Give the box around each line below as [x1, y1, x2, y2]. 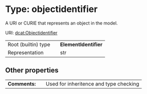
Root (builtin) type [8, 41, 51, 48]
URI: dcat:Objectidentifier [5, 29, 58, 35]
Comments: [8, 80, 36, 87]
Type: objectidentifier [5, 3, 98, 15]
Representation [8, 49, 44, 56]
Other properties [5, 66, 59, 74]
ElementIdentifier [60, 41, 103, 48]
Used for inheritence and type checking [46, 80, 139, 87]
